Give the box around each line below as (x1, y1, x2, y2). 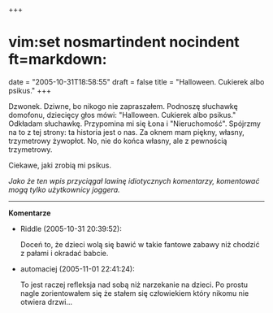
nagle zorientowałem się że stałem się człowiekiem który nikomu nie (19, 288, 249, 298)
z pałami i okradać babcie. (19, 248, 109, 258)
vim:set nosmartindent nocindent (8, 33, 240, 51)
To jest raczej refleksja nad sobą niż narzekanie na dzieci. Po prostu (19, 280, 249, 289)
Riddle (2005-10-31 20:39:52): (19, 224, 122, 233)
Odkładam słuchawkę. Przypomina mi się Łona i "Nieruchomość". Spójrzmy (8, 119, 262, 128)
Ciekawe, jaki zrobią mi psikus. (8, 160, 112, 170)
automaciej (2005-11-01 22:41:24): (19, 263, 136, 273)
